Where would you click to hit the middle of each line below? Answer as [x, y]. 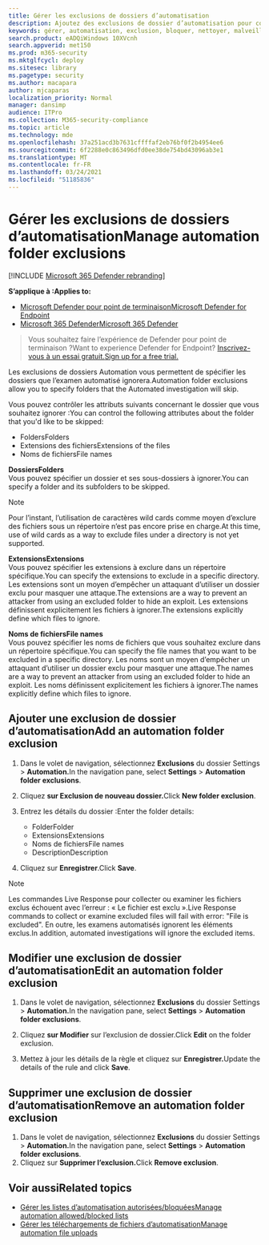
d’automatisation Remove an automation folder [126, 1105]
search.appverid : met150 [50, 46]
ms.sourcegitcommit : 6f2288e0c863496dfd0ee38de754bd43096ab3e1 [116, 150]
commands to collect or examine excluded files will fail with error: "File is [128, 916]
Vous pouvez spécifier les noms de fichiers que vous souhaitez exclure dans [134, 642]
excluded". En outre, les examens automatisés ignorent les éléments [121, 924]
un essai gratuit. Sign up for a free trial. [115, 356]
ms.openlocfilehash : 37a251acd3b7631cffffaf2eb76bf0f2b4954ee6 [116, 142]
